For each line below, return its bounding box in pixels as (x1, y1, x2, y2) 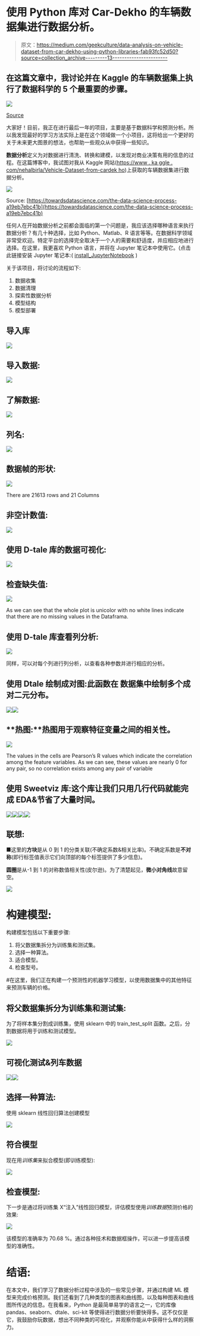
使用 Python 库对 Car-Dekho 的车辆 (6, 5, 181, 19)
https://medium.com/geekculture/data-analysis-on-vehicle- (36, 41, 183, 48)
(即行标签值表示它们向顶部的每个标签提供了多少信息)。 (11, 853, 146, 861)
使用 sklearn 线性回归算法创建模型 (6, 1109, 90, 1116)
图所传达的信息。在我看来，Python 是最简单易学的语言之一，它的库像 (6, 1301, 177, 1309)
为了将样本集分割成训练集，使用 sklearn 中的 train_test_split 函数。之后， (6, 1020, 186, 1027)
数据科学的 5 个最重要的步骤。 (21, 84, 133, 94)
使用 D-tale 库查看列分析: (6, 632, 99, 642)
